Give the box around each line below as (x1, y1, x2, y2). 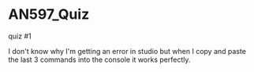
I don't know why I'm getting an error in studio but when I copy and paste (8, 46, 247, 56)
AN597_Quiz (8, 5, 90, 23)
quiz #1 (8, 31, 32, 41)
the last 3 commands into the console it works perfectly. (8, 55, 191, 64)
